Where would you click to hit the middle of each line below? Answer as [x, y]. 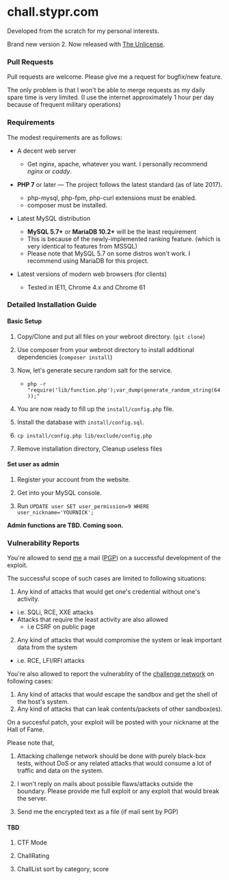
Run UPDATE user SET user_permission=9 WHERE [83, 506]
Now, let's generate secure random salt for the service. [95, 370]
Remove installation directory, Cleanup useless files [90, 449]
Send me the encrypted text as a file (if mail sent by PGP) [98, 812]
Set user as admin [33, 464]
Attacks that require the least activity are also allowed [92, 620]
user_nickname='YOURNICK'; [55, 512]
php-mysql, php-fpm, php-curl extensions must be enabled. [112, 198]
